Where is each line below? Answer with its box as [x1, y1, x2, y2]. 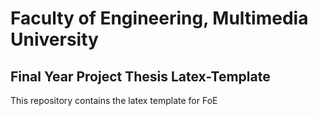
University [10, 28, 99, 51]
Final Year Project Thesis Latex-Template [10, 68, 271, 85]
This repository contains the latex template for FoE [10, 95, 218, 106]
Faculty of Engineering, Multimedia [10, 7, 309, 30]
